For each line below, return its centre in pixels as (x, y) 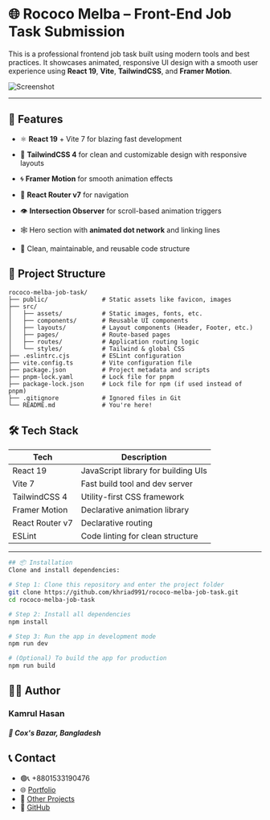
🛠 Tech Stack (43, 430)
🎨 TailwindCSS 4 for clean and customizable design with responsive (133, 155)
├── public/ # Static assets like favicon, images (120, 299)
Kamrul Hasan (37, 714)
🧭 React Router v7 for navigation (74, 195)
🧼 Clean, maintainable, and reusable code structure (105, 248)
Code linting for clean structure (139, 536)
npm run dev (28, 644)
